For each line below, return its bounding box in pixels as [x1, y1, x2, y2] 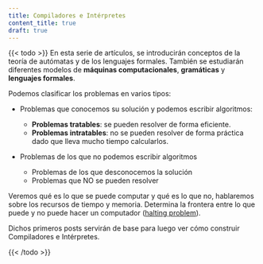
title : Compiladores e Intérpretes [8, 11, 126, 20]
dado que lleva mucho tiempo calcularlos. [31, 137, 169, 146]
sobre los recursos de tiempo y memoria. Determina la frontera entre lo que [8, 200, 256, 209]
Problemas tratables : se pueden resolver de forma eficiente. [31, 120, 231, 130]
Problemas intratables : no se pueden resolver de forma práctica [31, 128, 244, 138]
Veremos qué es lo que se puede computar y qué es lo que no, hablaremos [8, 192, 254, 201]
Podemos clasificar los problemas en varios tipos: [8, 89, 172, 99]
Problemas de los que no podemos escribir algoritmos [19, 152, 197, 161]
